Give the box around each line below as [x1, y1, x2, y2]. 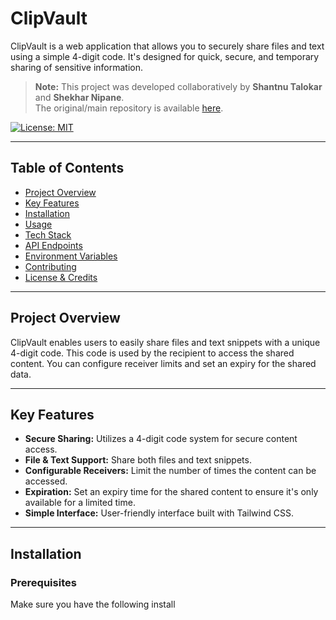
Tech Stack [24, 228, 72, 241]
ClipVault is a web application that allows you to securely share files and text [10, 40, 325, 52]
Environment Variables [24, 250, 118, 262]
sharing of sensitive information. [10, 61, 144, 73]
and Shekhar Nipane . [34, 91, 125, 103]
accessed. [24, 475, 68, 487]
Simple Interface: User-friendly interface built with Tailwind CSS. [24, 507, 294, 519]
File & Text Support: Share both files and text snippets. [24, 454, 252, 466]
